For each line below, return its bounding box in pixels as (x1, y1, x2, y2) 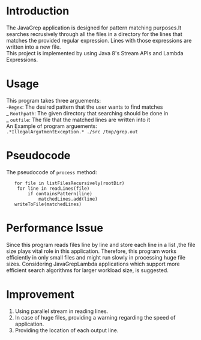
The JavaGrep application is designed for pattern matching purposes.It (6, 24, 182, 31)
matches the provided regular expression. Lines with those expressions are (6, 37, 192, 44)
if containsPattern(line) (28, 190, 93, 196)
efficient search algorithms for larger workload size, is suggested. (6, 266, 169, 274)
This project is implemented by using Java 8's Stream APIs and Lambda (6, 49, 184, 56)
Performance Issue (6, 221, 104, 235)
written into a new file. (6, 43, 61, 50)
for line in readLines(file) (17, 185, 90, 192)
